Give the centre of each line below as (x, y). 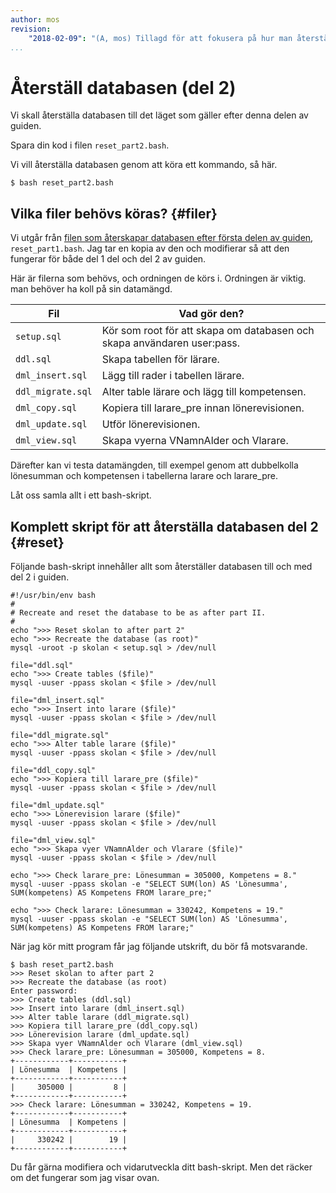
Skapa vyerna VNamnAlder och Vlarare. (195, 441)
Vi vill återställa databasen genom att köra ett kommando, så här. (144, 165)
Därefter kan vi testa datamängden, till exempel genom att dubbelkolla (154, 465)
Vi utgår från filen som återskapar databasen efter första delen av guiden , (162, 238)
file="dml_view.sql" (53, 840)
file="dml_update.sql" (57, 805)
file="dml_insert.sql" (57, 700)
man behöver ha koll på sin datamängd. (91, 289)
